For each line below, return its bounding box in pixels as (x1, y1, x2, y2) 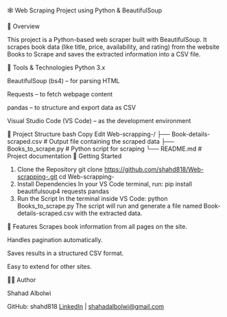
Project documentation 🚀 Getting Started (7, 152, 122, 160)
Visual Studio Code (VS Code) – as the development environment (7, 117, 191, 124)
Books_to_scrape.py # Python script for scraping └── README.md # (7, 144, 202, 153)
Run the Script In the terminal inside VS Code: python (16, 195, 168, 202)
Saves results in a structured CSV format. (7, 249, 124, 257)
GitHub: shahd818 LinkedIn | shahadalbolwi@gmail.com (7, 303, 165, 310)
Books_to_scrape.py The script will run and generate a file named (16, 202, 202, 210)
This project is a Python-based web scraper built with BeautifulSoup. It (7, 36, 207, 43)
